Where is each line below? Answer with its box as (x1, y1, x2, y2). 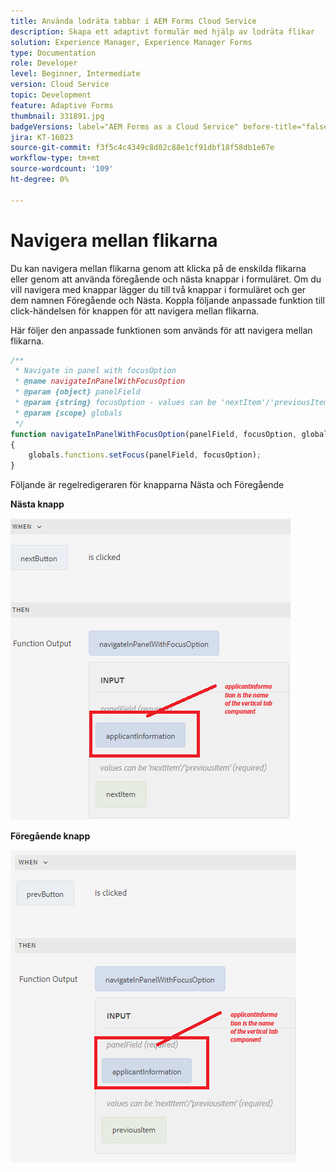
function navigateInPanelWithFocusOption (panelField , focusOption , (10, 429, 298, 439)
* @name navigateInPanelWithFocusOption (14, 376, 186, 387)
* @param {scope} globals (14, 408, 123, 418)
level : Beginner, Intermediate (10, 69, 141, 79)
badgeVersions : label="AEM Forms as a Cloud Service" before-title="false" (10, 121, 333, 132)
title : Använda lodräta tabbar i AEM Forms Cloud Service (10, 16, 257, 26)
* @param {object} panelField (14, 387, 141, 397)
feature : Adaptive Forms (10, 100, 114, 110)
